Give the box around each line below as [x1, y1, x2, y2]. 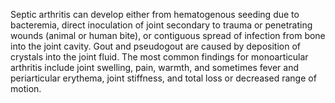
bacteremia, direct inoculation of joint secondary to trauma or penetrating [10, 19, 313, 31]
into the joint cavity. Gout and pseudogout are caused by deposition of [10, 40, 301, 52]
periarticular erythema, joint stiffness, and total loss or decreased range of [10, 72, 317, 84]
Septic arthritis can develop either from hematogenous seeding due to [10, 9, 300, 20]
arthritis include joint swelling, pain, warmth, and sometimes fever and [10, 62, 300, 73]
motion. [10, 83, 42, 94]
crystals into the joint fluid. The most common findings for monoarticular [10, 51, 309, 63]
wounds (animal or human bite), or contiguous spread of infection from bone [10, 30, 326, 41]
